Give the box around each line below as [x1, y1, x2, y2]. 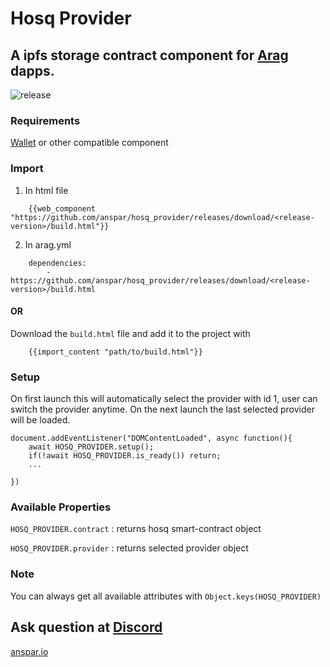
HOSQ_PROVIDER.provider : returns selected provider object [10, 542, 249, 554]
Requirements [10, 113, 81, 127]
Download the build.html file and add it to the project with [10, 327, 251, 339]
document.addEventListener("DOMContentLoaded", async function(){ [10, 433, 293, 444]
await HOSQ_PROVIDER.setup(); [28, 442, 155, 452]
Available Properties [10, 500, 112, 514]
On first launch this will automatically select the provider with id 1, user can [10, 393, 318, 405]
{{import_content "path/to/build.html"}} [28, 347, 203, 357]
